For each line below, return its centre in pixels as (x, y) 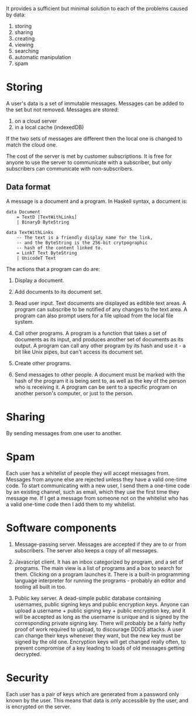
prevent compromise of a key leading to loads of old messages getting (99, 648)
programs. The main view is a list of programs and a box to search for (98, 568)
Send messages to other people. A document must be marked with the (100, 374)
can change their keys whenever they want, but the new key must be (98, 635)
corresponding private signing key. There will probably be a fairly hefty (100, 623)
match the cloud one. (32, 145)
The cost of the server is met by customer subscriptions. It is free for (89, 156)
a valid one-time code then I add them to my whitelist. (71, 504)
